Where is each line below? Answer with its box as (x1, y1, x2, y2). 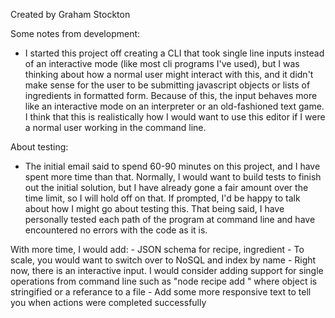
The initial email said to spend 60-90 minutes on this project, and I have (24, 160, 321, 172)
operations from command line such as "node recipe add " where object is (10, 275, 318, 287)
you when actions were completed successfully (10, 297, 207, 308)
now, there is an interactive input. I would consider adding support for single (10, 265, 324, 276)
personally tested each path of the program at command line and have (24, 214, 316, 225)
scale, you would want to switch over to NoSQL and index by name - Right (10, 254, 317, 266)
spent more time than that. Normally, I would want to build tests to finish (24, 171, 322, 183)
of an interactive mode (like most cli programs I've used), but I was (24, 58, 300, 69)
